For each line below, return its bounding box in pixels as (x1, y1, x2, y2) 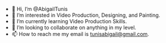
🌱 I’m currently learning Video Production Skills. (11, 18, 127, 24)
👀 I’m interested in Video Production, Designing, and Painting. (11, 12, 160, 19)
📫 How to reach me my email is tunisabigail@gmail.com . (11, 31, 150, 37)
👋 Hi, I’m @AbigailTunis (11, 6, 68, 12)
